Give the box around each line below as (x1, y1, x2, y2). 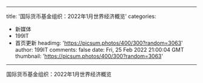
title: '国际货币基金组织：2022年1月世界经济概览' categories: (6, 13, 156, 20)
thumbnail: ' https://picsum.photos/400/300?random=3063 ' (14, 52, 163, 60)
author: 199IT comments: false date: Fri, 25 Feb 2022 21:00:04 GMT (14, 46, 184, 53)
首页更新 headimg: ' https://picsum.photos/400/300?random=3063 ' (14, 40, 183, 46)
